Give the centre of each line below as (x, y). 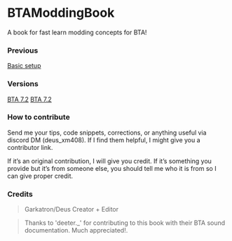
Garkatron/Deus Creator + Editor (71, 209)
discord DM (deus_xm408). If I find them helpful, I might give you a (104, 140)
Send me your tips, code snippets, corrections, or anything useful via (107, 132)
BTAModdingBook (61, 13)
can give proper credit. (40, 176)
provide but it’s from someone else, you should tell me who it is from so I (112, 168)
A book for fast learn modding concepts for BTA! (77, 32)
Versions (23, 84)
